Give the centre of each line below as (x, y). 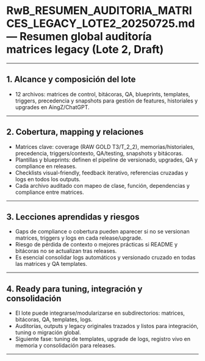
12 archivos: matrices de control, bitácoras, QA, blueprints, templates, (103, 94)
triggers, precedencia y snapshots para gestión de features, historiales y (106, 101)
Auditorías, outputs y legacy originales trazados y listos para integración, (107, 326)
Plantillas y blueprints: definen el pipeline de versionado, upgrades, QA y (106, 160)
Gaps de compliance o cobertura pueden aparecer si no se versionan (103, 232)
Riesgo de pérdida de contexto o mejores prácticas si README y (96, 245)
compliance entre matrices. (49, 192)
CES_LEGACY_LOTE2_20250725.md (101, 23)
